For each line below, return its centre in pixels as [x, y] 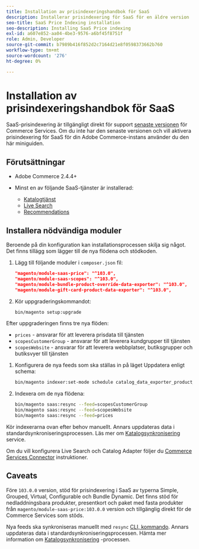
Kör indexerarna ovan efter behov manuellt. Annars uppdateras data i [90, 426]
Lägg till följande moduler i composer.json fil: [69, 263]
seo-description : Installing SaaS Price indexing [69, 28]
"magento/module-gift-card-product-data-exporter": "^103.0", [93, 290]
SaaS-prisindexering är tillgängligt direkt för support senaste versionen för [97, 124]
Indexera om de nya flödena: [49, 394]
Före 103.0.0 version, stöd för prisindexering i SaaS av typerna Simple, [92, 490]
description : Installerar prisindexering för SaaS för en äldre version [98, 17]
